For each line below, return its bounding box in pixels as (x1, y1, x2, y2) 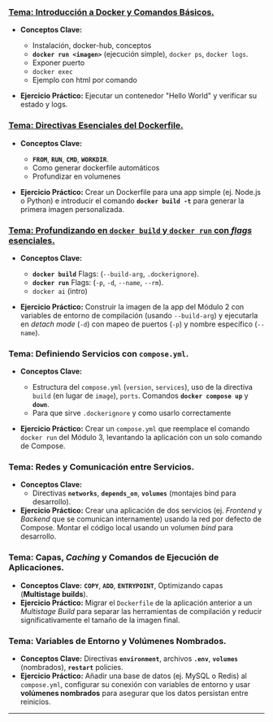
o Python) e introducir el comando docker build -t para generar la (19, 196, 245, 205)
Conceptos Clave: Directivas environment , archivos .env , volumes (19, 654, 238, 664)
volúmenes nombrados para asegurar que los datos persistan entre (19, 689, 249, 698)
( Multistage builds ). (19, 589, 89, 599)
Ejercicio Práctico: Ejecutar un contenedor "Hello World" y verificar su (19, 91, 258, 101)
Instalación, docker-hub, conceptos (32, 41, 152, 50)
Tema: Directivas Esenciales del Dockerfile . (8, 120, 184, 132)
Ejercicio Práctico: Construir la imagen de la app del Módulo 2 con (19, 301, 245, 311)
